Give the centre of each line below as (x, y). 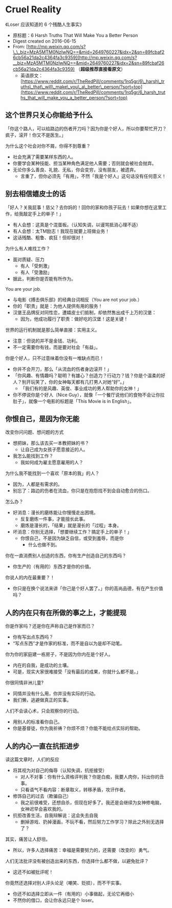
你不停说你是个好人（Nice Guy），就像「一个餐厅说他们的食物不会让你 (86, 395)
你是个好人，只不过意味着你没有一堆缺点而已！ (55, 358)
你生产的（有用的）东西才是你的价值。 (53, 566)
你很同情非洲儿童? (25, 683)
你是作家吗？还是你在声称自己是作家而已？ (50, 626)
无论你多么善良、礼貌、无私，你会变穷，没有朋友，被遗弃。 (76, 170)
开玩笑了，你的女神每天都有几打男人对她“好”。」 (77, 382)
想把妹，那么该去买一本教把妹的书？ (51, 443)
